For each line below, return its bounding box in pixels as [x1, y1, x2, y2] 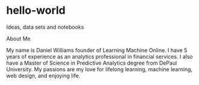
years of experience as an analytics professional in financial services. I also [6, 53, 194, 60]
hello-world [6, 4, 66, 17]
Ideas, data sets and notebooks [6, 23, 84, 31]
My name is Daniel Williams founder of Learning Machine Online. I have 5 [6, 46, 188, 54]
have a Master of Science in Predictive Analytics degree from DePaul [6, 59, 177, 66]
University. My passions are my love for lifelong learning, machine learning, [6, 65, 193, 72]
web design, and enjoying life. [6, 72, 81, 79]
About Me [6, 35, 31, 42]
